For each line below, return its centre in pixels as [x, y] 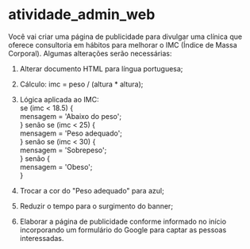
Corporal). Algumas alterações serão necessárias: [90, 53]
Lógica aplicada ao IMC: [59, 99]
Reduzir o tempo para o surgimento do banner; [96, 206]
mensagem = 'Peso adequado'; [71, 133]
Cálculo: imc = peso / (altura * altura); [81, 84]
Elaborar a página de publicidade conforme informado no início [123, 221]
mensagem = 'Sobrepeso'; [63, 150]
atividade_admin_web [82, 15]
